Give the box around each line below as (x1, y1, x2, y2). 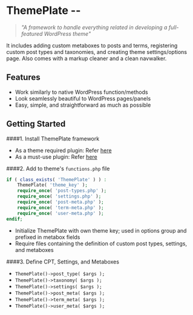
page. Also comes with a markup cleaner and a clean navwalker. (6, 55, 167, 62)
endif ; (6, 216, 23, 222)
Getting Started (6, 119, 66, 129)
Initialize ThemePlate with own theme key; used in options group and (15, 227, 187, 234)
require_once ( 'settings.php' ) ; (17, 193, 102, 200)
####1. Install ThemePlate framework (6, 134, 100, 142)
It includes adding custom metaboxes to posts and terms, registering (6, 42, 178, 49)
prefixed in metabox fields (15, 233, 80, 240)
